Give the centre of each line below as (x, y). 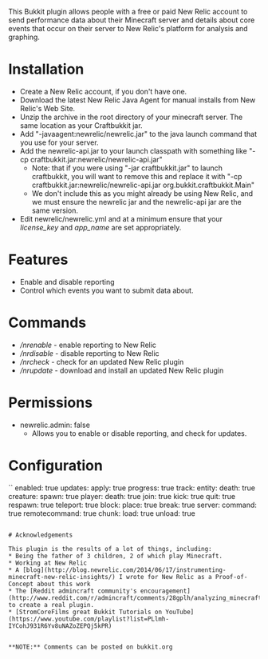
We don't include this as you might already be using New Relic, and (142, 193)
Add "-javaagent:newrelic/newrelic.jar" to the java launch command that (138, 134)
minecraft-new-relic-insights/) (62, 577)
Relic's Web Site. (47, 108)
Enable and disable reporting (67, 282)
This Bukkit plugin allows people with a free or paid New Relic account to (128, 12)
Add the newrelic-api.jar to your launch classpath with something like (133, 150)
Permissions (51, 402)
